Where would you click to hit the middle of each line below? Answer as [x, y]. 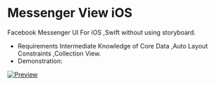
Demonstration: [40, 60]
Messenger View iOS [70, 13]
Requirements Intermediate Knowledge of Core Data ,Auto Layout [112, 46]
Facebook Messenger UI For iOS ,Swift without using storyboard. [102, 32]
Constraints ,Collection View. [59, 53]
